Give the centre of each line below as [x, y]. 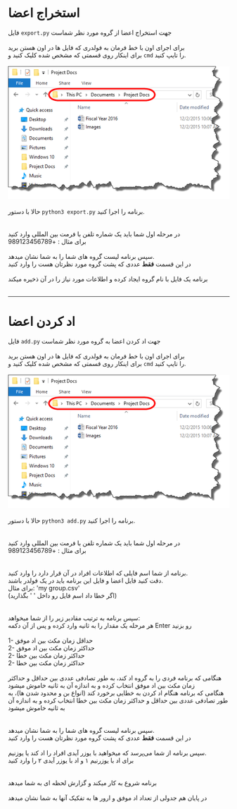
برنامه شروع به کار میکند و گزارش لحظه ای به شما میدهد [83, 783]
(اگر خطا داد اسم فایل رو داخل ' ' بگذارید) [63, 595]
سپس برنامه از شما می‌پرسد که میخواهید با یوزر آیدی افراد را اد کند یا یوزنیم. [107, 753]
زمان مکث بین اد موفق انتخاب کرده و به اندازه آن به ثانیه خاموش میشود [102, 685]
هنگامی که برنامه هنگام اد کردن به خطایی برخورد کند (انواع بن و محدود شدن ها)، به [116, 693]
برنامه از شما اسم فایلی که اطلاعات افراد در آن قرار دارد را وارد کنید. [98, 573]
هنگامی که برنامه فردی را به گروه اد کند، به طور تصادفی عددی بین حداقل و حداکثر [115, 678]
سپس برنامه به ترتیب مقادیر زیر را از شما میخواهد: [74, 618]
